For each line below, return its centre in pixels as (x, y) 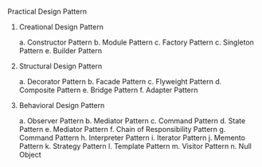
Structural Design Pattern (61, 66)
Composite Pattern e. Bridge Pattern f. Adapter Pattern (108, 90)
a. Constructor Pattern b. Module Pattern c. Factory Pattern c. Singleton (136, 42)
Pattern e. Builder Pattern (61, 50)
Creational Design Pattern (61, 27)
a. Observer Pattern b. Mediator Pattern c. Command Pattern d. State (132, 121)
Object (30, 155)
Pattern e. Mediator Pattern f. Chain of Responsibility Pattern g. (122, 129)
